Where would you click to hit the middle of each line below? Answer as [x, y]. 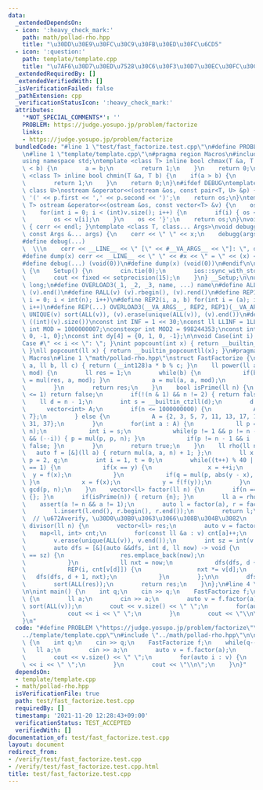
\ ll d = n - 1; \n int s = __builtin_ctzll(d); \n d [138, 402]
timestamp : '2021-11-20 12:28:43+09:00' [82, 715]
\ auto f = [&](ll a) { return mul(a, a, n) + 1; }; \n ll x [138, 453]
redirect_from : [33, 752]
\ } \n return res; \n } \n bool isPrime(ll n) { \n [138, 388]
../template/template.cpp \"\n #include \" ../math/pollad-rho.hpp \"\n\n [140, 635]
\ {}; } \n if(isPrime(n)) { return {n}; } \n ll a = [133, 497]
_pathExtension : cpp [49, 96]
